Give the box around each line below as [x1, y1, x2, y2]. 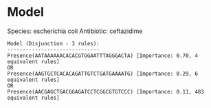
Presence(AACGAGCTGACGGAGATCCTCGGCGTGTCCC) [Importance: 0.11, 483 [7, 88, 205, 95]
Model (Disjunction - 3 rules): [7, 40, 100, 47]
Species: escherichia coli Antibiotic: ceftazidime [7, 27, 143, 35]
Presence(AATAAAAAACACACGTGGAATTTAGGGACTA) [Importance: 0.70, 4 [7, 52, 198, 59]
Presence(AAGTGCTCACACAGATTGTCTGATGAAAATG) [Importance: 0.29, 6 [7, 70, 198, 77]
